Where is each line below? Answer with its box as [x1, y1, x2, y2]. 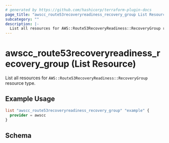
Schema [5, 131, 32, 139]
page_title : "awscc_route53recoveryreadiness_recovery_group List [5, 12, 147, 17]
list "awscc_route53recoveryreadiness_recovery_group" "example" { [5, 108, 150, 113]
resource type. [5, 80, 36, 86]
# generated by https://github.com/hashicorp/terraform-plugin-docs [5, 7, 152, 13]
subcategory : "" [5, 17, 39, 22]
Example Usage [5, 95, 55, 103]
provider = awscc [10, 112, 46, 118]
